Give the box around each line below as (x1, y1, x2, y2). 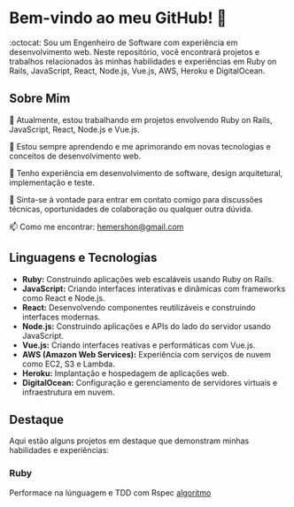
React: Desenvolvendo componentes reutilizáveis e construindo (21, 302, 256, 312)
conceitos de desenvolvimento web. (9, 150, 142, 161)
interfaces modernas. (21, 311, 101, 322)
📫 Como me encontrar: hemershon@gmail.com (9, 221, 184, 232)
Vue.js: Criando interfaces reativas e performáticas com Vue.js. (21, 340, 256, 350)
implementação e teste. (9, 177, 96, 188)
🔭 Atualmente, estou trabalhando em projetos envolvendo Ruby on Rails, (9, 114, 273, 125)
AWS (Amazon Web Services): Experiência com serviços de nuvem (21, 349, 272, 359)
